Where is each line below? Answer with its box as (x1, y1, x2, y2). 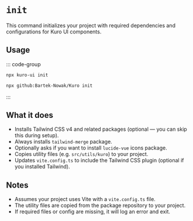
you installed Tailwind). (14, 163, 70, 170)
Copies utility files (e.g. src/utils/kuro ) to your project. (14, 151, 149, 158)
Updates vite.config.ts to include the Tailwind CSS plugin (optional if (14, 157, 184, 164)
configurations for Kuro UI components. (6, 28, 102, 35)
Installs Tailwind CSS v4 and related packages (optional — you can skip (14, 125, 187, 133)
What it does (6, 110, 54, 120)
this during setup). (14, 132, 59, 139)
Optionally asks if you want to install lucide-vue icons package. (14, 144, 168, 151)
